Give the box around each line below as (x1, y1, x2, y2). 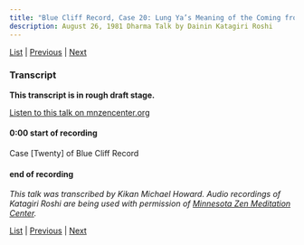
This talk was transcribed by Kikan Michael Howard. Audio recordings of (9, 189, 281, 200)
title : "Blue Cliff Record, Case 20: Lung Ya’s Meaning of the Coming (9, 13, 281, 23)
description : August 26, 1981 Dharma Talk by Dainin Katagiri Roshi (9, 22, 273, 31)
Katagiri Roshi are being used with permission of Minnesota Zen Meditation (9, 198, 291, 209)
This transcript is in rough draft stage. (9, 90, 156, 100)
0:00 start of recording (9, 127, 98, 138)
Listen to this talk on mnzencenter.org (9, 107, 150, 118)
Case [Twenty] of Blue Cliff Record (9, 148, 139, 158)
